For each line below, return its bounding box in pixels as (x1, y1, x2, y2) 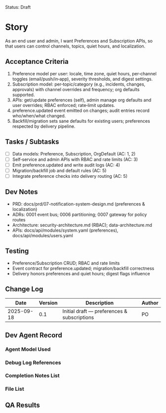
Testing (5, 247, 29, 256)
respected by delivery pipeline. (12, 123, 76, 129)
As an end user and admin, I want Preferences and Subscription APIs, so (5, 38, 153, 44)
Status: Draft (5, 4, 31, 10)
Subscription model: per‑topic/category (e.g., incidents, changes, (12, 81, 146, 87)
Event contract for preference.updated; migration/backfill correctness (12, 265, 155, 271)
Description (85, 300, 114, 307)
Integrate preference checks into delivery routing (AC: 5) (12, 173, 127, 179)
